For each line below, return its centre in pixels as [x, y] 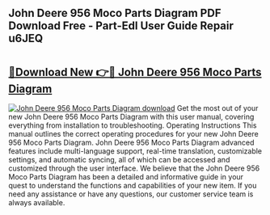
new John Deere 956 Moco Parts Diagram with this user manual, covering [131, 117]
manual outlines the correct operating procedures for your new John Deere [133, 134]
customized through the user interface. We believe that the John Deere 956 [134, 168]
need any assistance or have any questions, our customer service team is [131, 194]
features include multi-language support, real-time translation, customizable [135, 151]
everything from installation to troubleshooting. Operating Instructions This [133, 125]
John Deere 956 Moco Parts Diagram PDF [115, 13]
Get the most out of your [217, 108]
